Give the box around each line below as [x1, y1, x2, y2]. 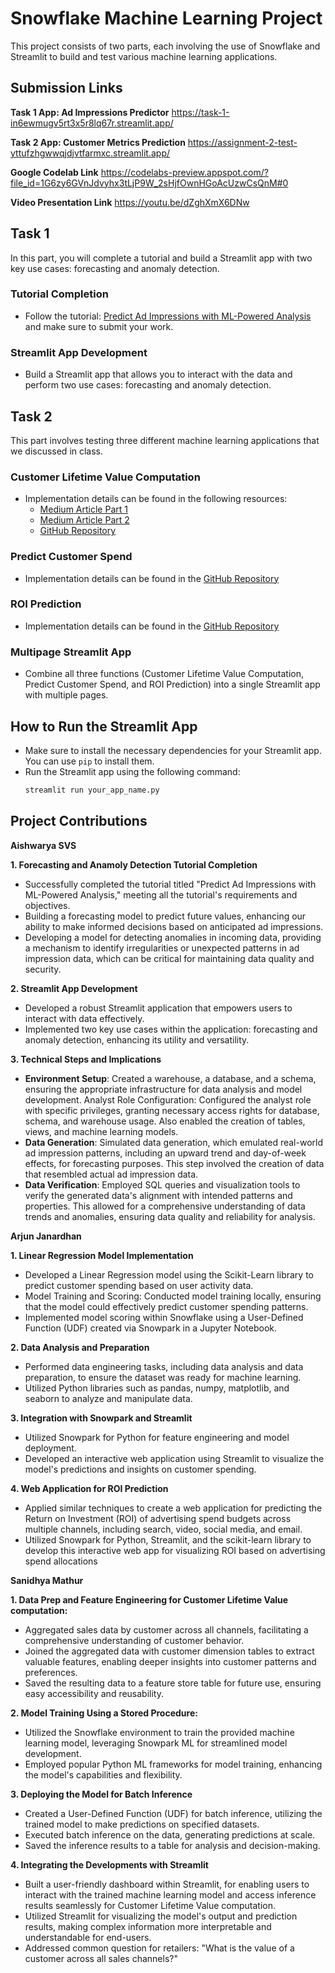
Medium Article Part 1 [39, 503, 128, 516]
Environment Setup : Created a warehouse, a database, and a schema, [24, 1072, 317, 1084]
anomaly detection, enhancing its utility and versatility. [24, 1033, 250, 1046]
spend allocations [24, 1555, 98, 1567]
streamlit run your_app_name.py [24, 785, 160, 795]
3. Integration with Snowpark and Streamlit [10, 1412, 193, 1424]
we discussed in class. [10, 445, 104, 457]
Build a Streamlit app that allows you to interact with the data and [24, 368, 293, 381]
